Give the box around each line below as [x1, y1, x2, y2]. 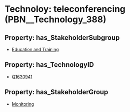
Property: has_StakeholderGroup [4, 88, 108, 96]
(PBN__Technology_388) [4, 14, 107, 25]
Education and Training [11, 47, 59, 52]
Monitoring [11, 101, 34, 107]
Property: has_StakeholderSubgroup [4, 33, 120, 42]
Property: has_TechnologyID [4, 60, 94, 69]
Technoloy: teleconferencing [4, 3, 126, 15]
